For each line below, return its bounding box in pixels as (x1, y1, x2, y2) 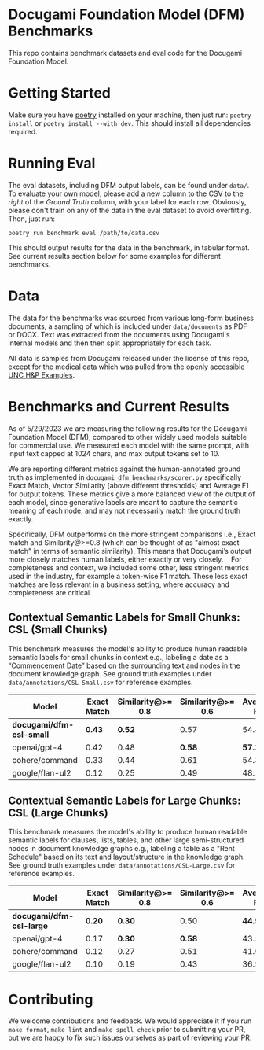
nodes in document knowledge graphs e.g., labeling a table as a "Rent (8, 844, 236, 853)
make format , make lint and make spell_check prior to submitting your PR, (8, 1025, 246, 1034)
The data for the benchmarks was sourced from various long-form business (8, 313, 255, 322)
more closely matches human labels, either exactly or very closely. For (8, 554, 242, 564)
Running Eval (8, 155, 96, 172)
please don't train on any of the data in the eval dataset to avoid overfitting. (8, 205, 251, 215)
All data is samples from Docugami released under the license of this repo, (8, 353, 250, 363)
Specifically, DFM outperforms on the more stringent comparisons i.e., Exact (8, 529, 256, 539)
